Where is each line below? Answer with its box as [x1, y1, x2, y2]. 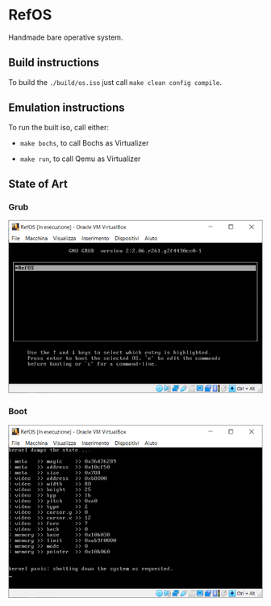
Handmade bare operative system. [8, 32, 123, 42]
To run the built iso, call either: [8, 122, 110, 132]
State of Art [8, 176, 69, 191]
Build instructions [8, 56, 99, 70]
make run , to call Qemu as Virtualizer [19, 154, 141, 163]
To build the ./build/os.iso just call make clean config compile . [8, 77, 222, 87]
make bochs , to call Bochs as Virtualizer [19, 138, 149, 147]
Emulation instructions [8, 101, 125, 115]
